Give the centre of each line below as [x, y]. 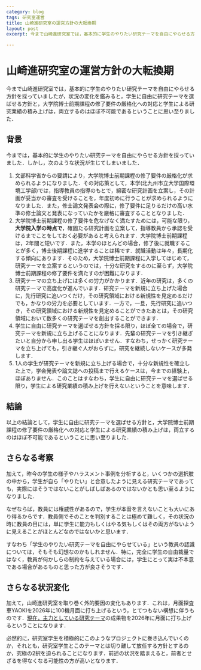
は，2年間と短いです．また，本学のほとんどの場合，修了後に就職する [100, 243]
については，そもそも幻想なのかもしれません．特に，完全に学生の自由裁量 [98, 552]
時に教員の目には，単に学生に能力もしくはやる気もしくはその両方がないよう [100, 524]
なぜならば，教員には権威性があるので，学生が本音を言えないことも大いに [98, 509]
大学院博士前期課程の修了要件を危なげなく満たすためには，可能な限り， [104, 221]
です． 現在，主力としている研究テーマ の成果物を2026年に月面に [91, 618]
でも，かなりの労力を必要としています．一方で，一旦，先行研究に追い [101, 303]
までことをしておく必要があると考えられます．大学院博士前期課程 [106, 236]
